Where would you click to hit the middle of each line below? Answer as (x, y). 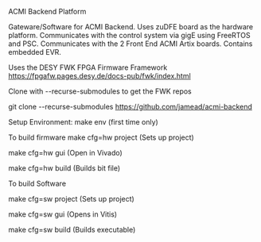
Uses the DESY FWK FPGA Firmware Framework (88, 67)
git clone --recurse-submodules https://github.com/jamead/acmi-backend (130, 107)
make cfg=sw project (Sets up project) (72, 199)
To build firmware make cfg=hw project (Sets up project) (101, 137)
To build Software (37, 183)
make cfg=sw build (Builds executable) (72, 230)
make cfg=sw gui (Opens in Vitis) (63, 214)
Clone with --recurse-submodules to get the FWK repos (100, 91)
